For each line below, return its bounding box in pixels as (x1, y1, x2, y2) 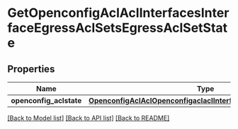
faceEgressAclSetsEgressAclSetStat (7, 20, 228, 36)
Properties (7, 63, 55, 75)
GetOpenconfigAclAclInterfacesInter (7, 5, 229, 21)
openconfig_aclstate (11, 96, 82, 105)
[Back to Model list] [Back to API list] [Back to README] (7, 114, 170, 122)
